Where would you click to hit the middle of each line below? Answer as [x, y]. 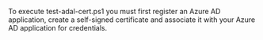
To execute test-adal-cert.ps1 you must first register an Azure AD [114, 11]
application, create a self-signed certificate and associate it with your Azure [132, 20]
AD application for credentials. [58, 28]
